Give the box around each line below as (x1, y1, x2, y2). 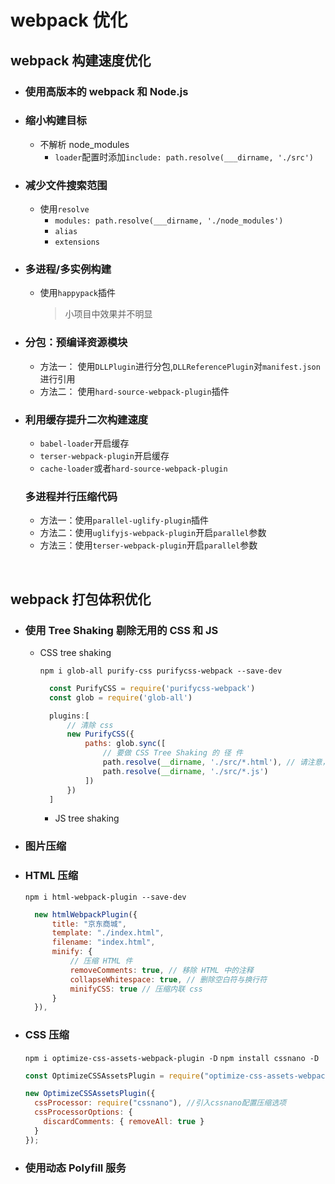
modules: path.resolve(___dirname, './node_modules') (54, 216, 284, 226)
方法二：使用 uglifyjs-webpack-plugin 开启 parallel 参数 (39, 527, 267, 539)
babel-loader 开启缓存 (39, 437, 130, 449)
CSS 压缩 (24, 1028, 70, 1042)
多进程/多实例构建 (24, 262, 112, 276)
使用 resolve (39, 203, 90, 215)
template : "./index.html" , (51, 928, 165, 938)
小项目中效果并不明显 (64, 308, 153, 320)
